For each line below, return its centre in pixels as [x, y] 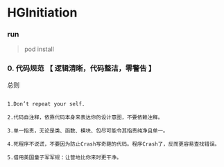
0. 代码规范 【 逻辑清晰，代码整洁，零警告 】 [81, 68]
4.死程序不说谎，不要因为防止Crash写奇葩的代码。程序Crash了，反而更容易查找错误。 [114, 144]
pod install [39, 49]
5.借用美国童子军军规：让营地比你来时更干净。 [65, 157]
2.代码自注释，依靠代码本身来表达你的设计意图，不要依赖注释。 [85, 117]
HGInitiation [42, 13]
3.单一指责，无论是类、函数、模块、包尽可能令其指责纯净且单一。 [88, 130]
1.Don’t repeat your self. [46, 104]
